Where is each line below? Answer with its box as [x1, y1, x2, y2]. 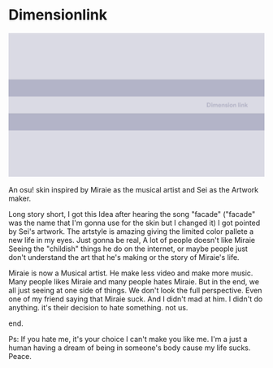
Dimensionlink [8, 6, 108, 24]
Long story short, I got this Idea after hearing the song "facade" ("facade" [8, 210, 256, 219]
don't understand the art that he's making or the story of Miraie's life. [8, 253, 240, 262]
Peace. [8, 352, 32, 362]
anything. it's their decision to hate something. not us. [8, 303, 188, 313]
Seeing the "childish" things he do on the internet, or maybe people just [8, 244, 248, 253]
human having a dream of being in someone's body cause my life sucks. [8, 343, 251, 353]
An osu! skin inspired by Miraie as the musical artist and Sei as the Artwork [8, 185, 259, 195]
